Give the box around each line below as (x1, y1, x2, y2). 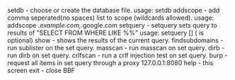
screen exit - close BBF (7, 67, 76, 74)
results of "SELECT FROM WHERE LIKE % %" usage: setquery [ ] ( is (7, 28, 204, 37)
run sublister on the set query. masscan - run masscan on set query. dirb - (7, 44, 225, 52)
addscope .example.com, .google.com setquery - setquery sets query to (7, 21, 217, 29)
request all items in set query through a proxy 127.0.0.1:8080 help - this (7, 59, 214, 67)
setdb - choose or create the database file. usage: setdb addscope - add (7, 6, 220, 14)
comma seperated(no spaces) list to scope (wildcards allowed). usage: (7, 13, 214, 22)
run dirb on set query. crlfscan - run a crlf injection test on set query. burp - (7, 51, 228, 59)
